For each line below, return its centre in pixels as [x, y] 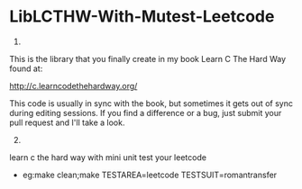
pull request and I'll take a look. [67, 122]
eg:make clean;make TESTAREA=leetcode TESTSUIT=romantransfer [150, 175]
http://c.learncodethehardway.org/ [73, 85]
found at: [26, 68]
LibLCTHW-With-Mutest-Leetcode [142, 17]
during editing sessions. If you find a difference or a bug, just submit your [146, 112]
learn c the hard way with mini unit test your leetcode [108, 157]
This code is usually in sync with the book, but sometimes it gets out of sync [151, 103]
